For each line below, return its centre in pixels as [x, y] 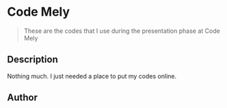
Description [32, 60]
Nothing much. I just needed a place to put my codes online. [92, 76]
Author [22, 97]
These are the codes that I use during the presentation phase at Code [122, 31]
